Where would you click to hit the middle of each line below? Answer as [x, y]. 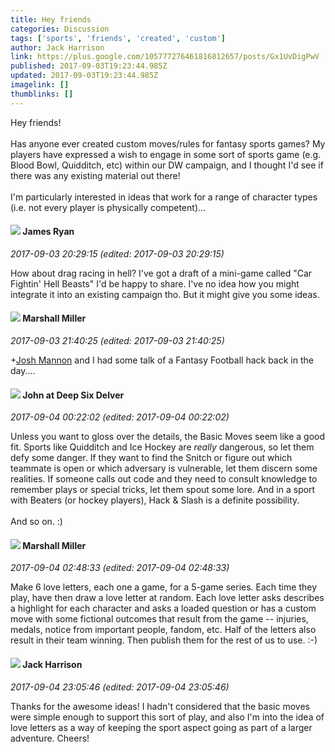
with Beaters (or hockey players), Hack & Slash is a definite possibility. [155, 500]
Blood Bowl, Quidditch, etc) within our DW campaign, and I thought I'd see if [167, 165]
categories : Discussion [60, 29]
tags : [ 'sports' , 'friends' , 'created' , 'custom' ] [118, 38]
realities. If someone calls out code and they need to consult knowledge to [164, 479]
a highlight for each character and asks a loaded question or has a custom [163, 608]
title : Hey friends [51, 19]
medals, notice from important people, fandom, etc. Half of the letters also [163, 630]
